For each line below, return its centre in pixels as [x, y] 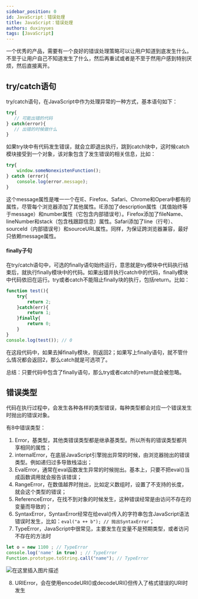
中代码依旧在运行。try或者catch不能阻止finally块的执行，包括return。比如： [98, 279]
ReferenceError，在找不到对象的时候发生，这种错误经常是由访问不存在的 [103, 499]
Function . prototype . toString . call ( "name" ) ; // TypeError [77, 558]
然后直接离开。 [34, 66]
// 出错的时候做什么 [36, 129]
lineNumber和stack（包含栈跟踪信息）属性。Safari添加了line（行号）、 [91, 221]
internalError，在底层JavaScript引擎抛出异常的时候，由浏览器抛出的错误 [102, 455]
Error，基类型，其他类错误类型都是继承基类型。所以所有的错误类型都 [98, 440]
